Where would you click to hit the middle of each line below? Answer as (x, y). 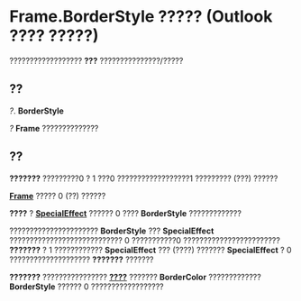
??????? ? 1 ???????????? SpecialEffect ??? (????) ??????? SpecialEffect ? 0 (150, 250)
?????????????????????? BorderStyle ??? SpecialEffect (112, 231)
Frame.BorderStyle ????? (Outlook (141, 17)
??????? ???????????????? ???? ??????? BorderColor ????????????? (135, 277)
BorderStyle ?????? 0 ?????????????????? (87, 287)
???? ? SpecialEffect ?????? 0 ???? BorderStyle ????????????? (125, 213)
